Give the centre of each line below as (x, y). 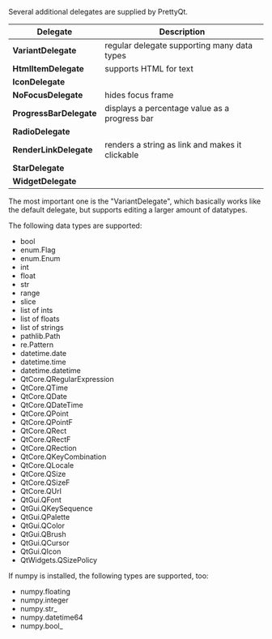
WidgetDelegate (45, 181)
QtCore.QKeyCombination (63, 457)
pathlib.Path (40, 336)
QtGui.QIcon (40, 551)
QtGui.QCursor (45, 543)
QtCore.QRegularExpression (67, 379)
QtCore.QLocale (47, 465)
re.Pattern (37, 345)
